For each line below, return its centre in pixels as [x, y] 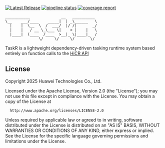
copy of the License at [28, 101]
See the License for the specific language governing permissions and [77, 135]
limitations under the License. [35, 141]
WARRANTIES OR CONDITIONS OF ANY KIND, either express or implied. [79, 130]
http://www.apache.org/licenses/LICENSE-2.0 [57, 110]
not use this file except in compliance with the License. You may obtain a [80, 96]
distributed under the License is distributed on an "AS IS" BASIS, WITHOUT [82, 125]
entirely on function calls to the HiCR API [47, 53]
